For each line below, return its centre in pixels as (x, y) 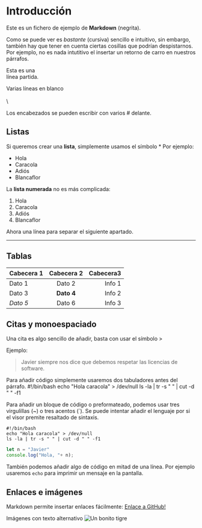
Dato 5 (19, 303)
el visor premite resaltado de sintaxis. (53, 418)
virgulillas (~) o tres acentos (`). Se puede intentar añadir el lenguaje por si (98, 411)
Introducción (39, 11)
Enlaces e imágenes (44, 492)
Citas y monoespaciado (51, 324)
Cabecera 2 (66, 273)
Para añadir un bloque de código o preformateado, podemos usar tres (93, 404)
